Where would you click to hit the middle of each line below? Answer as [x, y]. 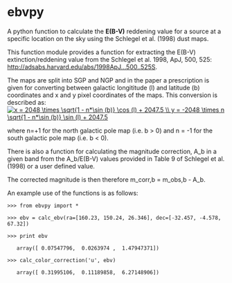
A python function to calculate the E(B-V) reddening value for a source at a [114, 31]
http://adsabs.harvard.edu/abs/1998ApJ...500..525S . [82, 67]
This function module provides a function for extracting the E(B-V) [101, 52]
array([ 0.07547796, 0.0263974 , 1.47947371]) [88, 248]
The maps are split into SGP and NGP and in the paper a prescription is [108, 80]
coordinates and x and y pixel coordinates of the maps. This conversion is [113, 95]
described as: [27, 102]
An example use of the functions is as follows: [73, 193]
